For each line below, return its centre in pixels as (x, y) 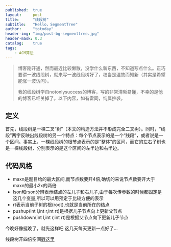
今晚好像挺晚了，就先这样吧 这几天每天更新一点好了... (62, 229)
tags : (11, 48)
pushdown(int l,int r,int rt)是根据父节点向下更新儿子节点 (70, 217)
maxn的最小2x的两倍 (35, 186)
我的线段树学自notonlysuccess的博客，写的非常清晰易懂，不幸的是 (88, 92)
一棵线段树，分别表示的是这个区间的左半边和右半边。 (65, 148)
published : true (24, 10)
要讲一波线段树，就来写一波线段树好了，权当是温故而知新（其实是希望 (92, 74)
